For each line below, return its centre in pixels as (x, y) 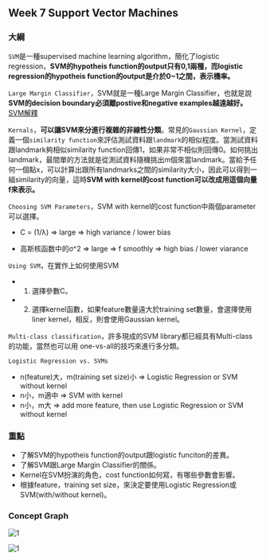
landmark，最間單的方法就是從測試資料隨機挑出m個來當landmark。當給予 (129, 159)
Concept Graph (39, 515)
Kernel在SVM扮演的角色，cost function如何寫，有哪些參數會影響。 (130, 474)
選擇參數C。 (52, 290)
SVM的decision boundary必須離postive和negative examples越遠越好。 (128, 103)
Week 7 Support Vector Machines (94, 13)
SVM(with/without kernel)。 (65, 494)
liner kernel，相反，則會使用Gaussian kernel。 (108, 319)
